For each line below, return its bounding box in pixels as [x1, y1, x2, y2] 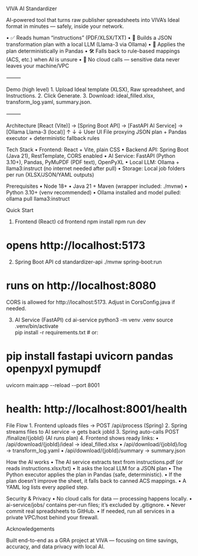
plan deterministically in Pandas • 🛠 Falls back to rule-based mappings [6, 47, 180, 54]
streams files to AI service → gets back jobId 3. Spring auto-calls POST [6, 428, 179, 435]
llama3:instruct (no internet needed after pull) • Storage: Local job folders [6, 165, 185, 172]
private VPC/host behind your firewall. [6, 513, 99, 521]
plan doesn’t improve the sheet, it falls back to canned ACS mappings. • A [6, 477, 187, 484]
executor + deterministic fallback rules [6, 135, 100, 141]
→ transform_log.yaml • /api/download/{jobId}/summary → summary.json [6, 447, 186, 454]
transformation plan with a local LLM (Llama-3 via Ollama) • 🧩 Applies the [6, 41, 185, 48]
